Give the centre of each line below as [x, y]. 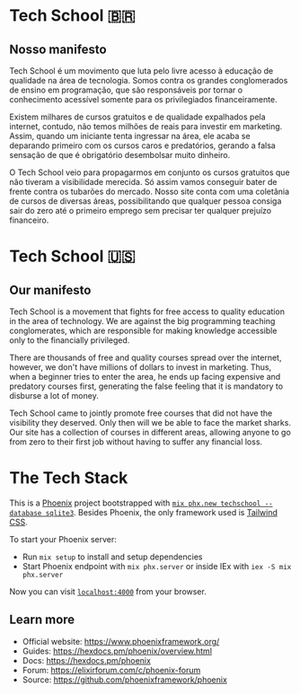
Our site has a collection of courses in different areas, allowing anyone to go [150, 432]
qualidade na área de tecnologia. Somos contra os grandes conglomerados [149, 80]
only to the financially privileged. [70, 340]
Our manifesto [50, 290]
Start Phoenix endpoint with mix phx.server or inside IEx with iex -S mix [157, 566]
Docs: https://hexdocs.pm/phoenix [86, 660]
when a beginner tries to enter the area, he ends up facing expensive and [145, 377]
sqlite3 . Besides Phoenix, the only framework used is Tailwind [162, 512]
